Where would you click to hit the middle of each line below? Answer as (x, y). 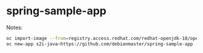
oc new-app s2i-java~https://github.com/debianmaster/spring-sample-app (100, 44)
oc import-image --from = (37, 38)
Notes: (14, 27)
